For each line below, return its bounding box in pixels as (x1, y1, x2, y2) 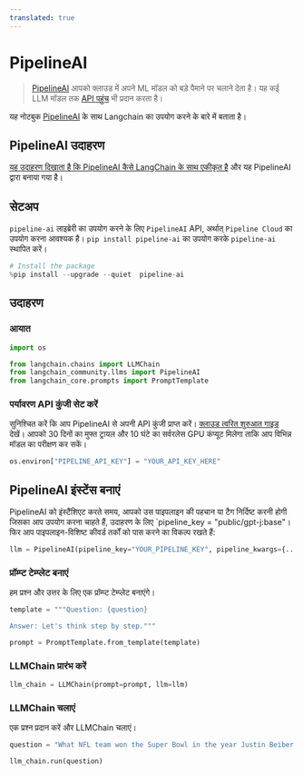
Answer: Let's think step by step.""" (9, 621, 156, 631)
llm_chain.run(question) (9, 757, 103, 766)
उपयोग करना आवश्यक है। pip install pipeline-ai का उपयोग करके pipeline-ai (9, 233, 277, 244)
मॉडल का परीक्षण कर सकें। (9, 439, 88, 450)
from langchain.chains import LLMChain (9, 360, 161, 369)
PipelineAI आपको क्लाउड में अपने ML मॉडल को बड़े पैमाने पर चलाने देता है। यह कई (31, 83, 279, 94)
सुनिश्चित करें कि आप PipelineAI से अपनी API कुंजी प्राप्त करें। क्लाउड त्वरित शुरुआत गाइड (9, 419, 279, 430)
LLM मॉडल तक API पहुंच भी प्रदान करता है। (31, 93, 163, 104)
